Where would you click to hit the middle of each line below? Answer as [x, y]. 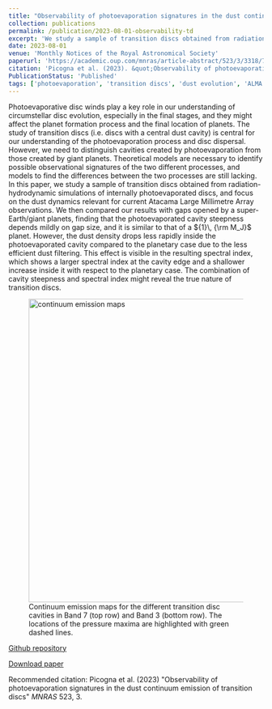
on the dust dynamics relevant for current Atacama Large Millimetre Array [131, 201]
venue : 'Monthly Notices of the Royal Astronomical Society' [114, 53]
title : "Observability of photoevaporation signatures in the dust [125, 16]
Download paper [36, 664]
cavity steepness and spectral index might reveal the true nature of [120, 278]
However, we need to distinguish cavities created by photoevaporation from [135, 150]
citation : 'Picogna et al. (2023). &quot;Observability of [110, 69]
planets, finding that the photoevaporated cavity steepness [146, 219]
